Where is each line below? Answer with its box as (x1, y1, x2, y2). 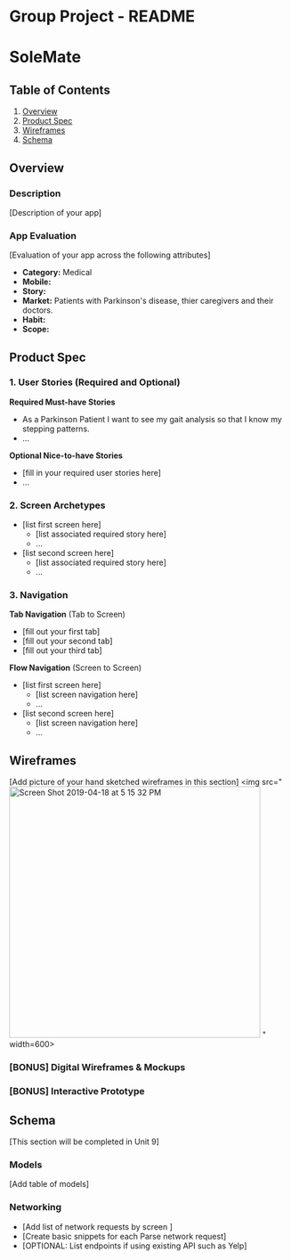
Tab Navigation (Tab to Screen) (9, 609, 126, 620)
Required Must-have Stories (9, 397, 116, 407)
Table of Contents (9, 82, 111, 97)
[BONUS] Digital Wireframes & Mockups (9, 1061, 186, 1074)
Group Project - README (9, 6, 196, 27)
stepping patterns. (21, 423, 91, 434)
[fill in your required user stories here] (21, 467, 162, 478)
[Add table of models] (9, 1179, 90, 1190)
